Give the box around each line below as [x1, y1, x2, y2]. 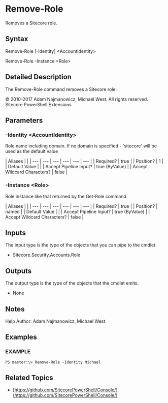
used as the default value [5, 148, 58, 154]
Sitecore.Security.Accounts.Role [12, 252, 80, 258]
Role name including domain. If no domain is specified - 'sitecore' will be [5, 143, 157, 149]
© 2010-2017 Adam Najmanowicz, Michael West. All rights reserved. [5, 96, 148, 102]
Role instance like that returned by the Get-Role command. [5, 193, 128, 199]
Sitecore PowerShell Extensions [5, 101, 72, 107]
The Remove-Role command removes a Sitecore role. [5, 86, 117, 92]
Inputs [5, 228, 26, 237]
